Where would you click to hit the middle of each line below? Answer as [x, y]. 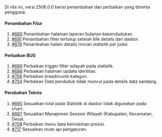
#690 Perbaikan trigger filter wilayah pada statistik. [63, 66]
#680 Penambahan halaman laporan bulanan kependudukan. [73, 34]
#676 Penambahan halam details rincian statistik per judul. [70, 44]
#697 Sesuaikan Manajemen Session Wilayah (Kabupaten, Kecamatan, [82, 114]
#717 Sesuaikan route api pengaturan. [49, 129]
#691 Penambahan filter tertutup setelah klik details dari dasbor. [75, 39]
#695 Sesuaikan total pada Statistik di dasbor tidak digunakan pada [79, 103]
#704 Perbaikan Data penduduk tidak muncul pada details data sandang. [84, 81]
